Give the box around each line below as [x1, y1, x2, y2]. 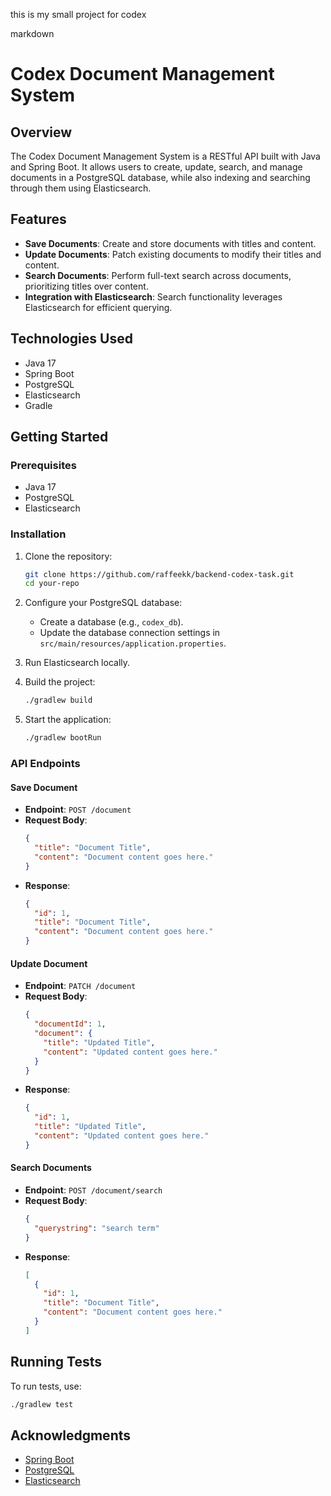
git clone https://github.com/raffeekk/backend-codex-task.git [24, 569, 295, 579]
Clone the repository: [24, 550, 113, 562]
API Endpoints [10, 757, 81, 771]
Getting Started [10, 429, 109, 446]
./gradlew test [10, 1399, 74, 1409]
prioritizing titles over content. [24, 280, 149, 292]
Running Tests [10, 1354, 102, 1371]
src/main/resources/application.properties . [39, 637, 227, 649]
